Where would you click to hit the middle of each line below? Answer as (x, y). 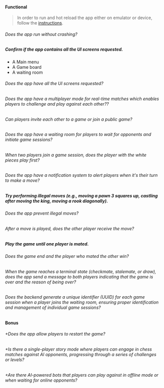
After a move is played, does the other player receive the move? (70, 229)
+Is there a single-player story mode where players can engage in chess (79, 349)
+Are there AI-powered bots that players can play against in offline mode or (82, 375)
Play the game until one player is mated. (47, 244)
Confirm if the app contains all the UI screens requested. (64, 50)
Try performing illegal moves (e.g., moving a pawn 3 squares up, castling (82, 196)
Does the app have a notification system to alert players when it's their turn (82, 175)
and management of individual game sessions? (53, 307)
